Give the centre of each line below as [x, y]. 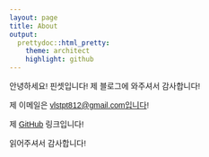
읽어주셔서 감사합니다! [48, 143]
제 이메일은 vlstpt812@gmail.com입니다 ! [79, 105]
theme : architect [58, 51]
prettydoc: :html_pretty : [64, 43]
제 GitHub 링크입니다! [47, 124]
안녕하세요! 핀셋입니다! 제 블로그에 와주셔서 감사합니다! [105, 86]
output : [24, 34]
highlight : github [60, 59]
